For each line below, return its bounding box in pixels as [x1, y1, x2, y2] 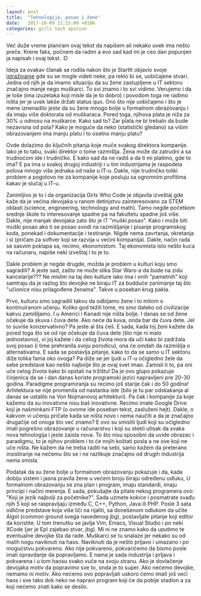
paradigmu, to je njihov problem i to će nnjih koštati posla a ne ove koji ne [6, 438, 188, 445]
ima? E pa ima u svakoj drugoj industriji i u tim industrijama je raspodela [6, 161, 182, 168]
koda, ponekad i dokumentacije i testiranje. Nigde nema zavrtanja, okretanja [6, 230, 194, 237]
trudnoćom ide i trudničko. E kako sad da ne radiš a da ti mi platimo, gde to [6, 154, 191, 162]
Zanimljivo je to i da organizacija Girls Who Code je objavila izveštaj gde [6, 191, 184, 198]
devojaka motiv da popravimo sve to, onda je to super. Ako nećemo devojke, [6, 564, 195, 571]
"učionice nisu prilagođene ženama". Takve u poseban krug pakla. [6, 286, 170, 293]
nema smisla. [6, 457, 39, 464]
